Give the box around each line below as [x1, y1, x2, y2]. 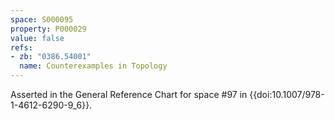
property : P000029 [10, 24, 87, 34]
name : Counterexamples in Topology [19, 61, 168, 71]
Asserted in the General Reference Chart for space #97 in [10, 89, 248, 100]
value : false [10, 33, 65, 43]
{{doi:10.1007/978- [249, 89, 325, 100]
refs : [10, 42, 33, 53]
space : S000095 [10, 14, 74, 25]
